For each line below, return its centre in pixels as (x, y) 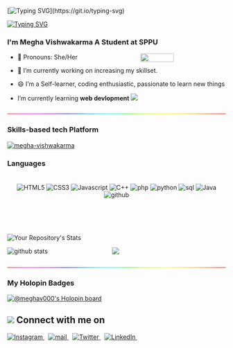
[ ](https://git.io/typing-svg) (66, 11)
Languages (27, 164)
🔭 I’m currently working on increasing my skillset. (87, 71)
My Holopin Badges (41, 283)
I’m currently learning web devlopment (73, 98)
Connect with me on (61, 320)
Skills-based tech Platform (53, 130)
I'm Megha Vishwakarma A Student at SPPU (83, 42)
